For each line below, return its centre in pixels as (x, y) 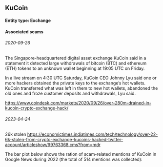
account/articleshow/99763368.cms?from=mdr (53, 145)
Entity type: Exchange (28, 20)
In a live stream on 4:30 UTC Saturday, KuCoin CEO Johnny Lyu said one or (81, 78)
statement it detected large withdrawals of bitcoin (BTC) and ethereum (76, 63)
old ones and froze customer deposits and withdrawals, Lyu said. (70, 93)
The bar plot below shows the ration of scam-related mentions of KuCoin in (81, 154)
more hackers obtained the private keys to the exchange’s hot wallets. (75, 83)
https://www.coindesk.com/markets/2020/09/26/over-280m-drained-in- (78, 103)
